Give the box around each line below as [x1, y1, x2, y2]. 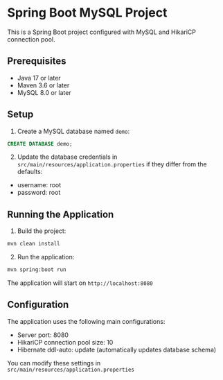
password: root [17, 189, 61, 197]
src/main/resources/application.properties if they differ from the [17, 160, 207, 169]
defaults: [17, 168, 43, 176]
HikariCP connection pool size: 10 [17, 338, 114, 346]
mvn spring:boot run [7, 266, 67, 273]
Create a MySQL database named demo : [17, 127, 130, 135]
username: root [17, 181, 62, 189]
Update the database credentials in [17, 153, 118, 161]
